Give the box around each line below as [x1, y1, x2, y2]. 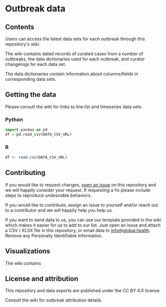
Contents [5, 23, 35, 31]
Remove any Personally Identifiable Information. [5, 233, 103, 239]
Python [5, 116, 23, 123]
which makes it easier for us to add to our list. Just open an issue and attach [5, 222, 161, 228]
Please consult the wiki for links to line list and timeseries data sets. [5, 104, 143, 110]
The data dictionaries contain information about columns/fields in [5, 71, 139, 77]
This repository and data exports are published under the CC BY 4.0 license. [5, 288, 161, 294]
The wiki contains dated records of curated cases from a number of [5, 51, 144, 57]
